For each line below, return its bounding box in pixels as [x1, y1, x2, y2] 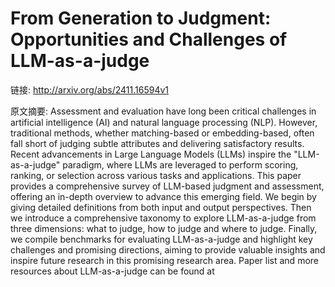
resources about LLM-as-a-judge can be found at [10, 265, 215, 277]
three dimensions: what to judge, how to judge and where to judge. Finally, [10, 222, 318, 234]
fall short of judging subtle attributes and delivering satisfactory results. [10, 137, 305, 149]
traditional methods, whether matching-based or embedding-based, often [10, 127, 315, 139]
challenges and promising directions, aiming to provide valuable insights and [10, 243, 326, 256]
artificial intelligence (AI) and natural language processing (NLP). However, [10, 116, 318, 128]
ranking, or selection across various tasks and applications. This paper [10, 169, 302, 181]
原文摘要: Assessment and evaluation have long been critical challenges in [10, 105, 317, 117]
